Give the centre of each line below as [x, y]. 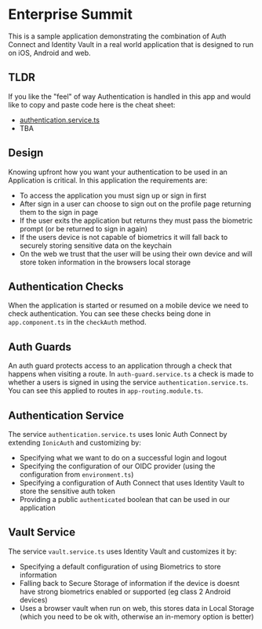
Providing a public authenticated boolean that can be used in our [124, 499]
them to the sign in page [59, 212]
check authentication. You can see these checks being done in [109, 314]
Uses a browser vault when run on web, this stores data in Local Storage [137, 608]
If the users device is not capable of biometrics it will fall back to [124, 237]
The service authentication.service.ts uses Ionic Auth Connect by [118, 434]
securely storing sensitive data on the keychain [96, 245]
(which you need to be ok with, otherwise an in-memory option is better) [136, 616]
